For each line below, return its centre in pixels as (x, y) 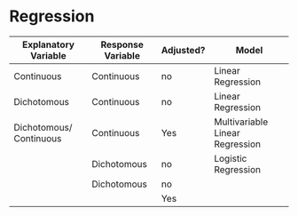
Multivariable (241, 122)
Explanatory (48, 44)
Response (122, 44)
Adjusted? (183, 50)
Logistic (231, 158)
